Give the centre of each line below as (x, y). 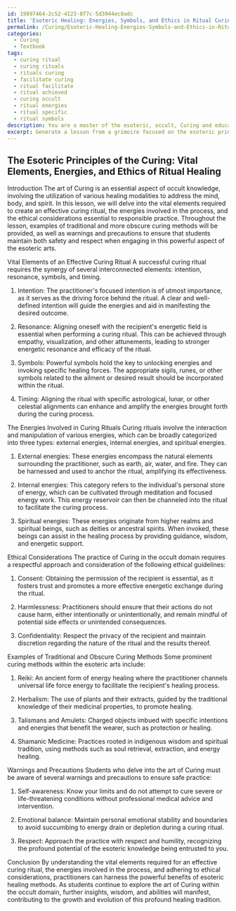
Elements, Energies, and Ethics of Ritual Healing (114, 171)
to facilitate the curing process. (63, 508)
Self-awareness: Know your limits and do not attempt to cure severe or (120, 791)
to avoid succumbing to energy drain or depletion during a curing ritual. (121, 827)
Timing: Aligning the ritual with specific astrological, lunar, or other (113, 399)
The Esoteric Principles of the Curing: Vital (103, 160)
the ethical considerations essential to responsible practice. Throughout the (117, 219)
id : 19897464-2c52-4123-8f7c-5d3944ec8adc (70, 14)
